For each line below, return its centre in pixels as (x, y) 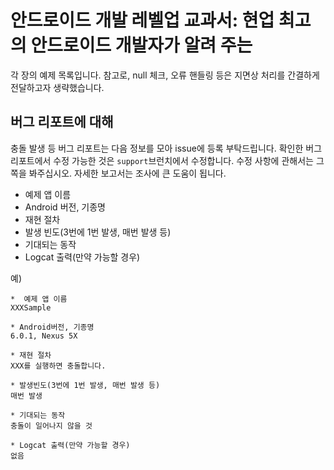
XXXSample (31, 307)
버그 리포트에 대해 (62, 122)
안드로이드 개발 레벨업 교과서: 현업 (142, 20)
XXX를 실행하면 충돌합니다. (58, 366)
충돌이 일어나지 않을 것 (51, 426)
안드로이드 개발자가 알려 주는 (141, 45)
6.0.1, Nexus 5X (44, 336)
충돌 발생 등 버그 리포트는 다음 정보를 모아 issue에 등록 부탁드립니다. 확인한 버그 (166, 148)
